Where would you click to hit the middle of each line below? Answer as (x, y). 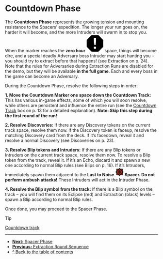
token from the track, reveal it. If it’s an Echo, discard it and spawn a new (78, 160)
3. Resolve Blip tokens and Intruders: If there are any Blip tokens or (73, 150)
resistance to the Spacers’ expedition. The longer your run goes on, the (76, 27)
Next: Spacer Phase (32, 241)
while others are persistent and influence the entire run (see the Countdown (81, 105)
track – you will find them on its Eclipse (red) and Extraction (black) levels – (80, 194)
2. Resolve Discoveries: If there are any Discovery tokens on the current (78, 125)
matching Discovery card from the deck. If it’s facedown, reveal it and (74, 135)
